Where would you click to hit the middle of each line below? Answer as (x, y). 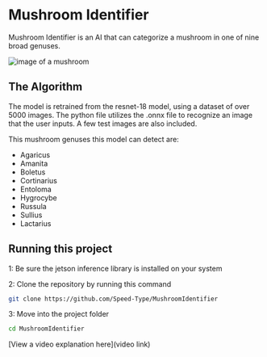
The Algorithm (46, 87)
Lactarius (35, 223)
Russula (33, 206)
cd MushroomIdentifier (46, 329)
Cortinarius (39, 180)
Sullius (31, 215)
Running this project (60, 249)
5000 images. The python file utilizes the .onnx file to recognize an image (130, 115)
